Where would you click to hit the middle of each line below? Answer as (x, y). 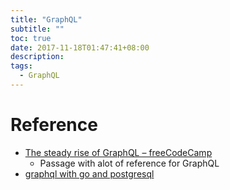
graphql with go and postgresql (89, 173)
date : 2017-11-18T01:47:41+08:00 (80, 47)
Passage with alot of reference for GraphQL (129, 163)
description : (37, 57)
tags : (21, 66)
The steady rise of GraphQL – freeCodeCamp (118, 152)
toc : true (31, 38)
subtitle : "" (37, 29)
